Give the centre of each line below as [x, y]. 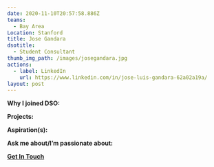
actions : [20, 65]
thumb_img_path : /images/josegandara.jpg [67, 58]
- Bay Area [29, 26]
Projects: [20, 117]
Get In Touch [26, 157]
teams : [17, 20]
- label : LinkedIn [40, 71]
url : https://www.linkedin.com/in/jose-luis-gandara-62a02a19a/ [114, 77]
